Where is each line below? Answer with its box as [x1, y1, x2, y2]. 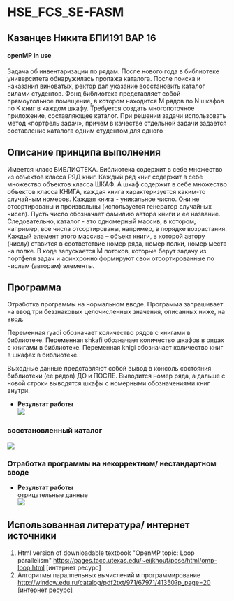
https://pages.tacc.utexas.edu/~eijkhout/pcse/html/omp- [53, 556, 218, 564]
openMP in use [7, 52, 52, 60]
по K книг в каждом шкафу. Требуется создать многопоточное [7, 104, 195, 112]
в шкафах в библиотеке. [7, 350, 79, 359]
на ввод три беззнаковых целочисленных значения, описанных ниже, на [7, 308, 226, 316]
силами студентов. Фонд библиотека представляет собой [7, 89, 181, 98]
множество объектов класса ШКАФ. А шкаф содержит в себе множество [7, 179, 227, 188]
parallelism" [17, 556, 52, 564]
